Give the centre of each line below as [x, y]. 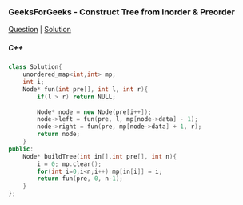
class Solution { [35, 67]
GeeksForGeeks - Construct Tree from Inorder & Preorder [122, 12]
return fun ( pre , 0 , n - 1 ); [80, 179]
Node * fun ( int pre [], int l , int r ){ [86, 89]
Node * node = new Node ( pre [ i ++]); [94, 112]
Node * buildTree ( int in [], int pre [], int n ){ [100, 156]
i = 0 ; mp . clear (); [70, 164]
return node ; [59, 135]
